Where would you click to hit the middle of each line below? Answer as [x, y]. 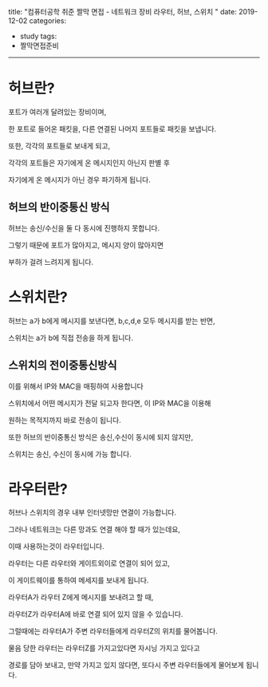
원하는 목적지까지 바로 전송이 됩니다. [65, 420]
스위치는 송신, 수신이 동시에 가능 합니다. [70, 454]
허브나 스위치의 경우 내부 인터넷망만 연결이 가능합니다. [93, 512]
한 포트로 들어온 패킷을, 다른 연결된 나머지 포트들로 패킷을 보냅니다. [112, 128]
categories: [47, 21]
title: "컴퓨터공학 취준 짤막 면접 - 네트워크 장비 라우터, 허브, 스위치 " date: [123, 12]
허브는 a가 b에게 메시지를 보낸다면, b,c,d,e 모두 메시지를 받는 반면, [112, 321]
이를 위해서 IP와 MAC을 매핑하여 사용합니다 [76, 386]
